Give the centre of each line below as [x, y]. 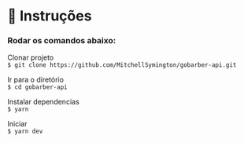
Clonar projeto [31, 57]
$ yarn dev [25, 132]
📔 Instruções [50, 16]
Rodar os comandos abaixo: [62, 41]
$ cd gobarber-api [37, 87]
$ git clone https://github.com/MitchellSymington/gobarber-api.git [122, 65]
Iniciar [17, 124]
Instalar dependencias [43, 102]
